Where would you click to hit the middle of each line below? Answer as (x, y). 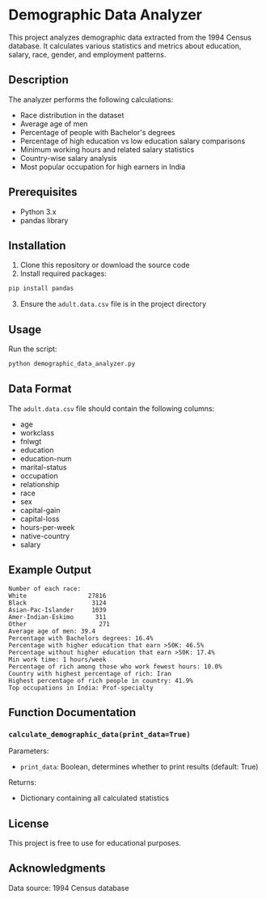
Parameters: (29, 751)
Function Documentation (72, 712)
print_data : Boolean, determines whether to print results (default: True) (139, 767)
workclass (37, 433)
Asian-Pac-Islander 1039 (57, 610)
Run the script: (33, 349)
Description (38, 80)
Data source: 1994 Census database (69, 888)
